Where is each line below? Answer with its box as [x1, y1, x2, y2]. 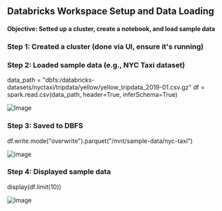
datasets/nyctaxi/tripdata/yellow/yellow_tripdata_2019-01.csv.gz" [7, 83, 192, 91]
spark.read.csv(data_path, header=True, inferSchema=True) [7, 91, 178, 99]
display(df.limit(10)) [7, 182, 62, 191]
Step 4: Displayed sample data [7, 167, 111, 177]
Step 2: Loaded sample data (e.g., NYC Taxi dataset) [7, 60, 186, 69]
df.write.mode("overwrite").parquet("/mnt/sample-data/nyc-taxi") [7, 137, 193, 145]
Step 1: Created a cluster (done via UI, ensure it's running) [7, 41, 204, 51]
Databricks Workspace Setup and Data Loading [7, 5, 214, 17]
